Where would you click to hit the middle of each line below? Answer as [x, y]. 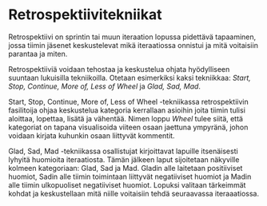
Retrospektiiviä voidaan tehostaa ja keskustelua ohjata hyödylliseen [119, 69]
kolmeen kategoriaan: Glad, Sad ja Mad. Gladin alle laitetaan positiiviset [126, 168]
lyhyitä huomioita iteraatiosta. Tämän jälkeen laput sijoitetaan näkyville [124, 159]
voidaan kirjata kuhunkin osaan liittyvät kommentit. [92, 135]
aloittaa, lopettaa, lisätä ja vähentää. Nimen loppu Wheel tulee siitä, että [126, 118]
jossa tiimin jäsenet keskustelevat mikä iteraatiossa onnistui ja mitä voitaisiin [133, 45]
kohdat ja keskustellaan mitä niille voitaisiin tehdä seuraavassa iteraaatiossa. [134, 193]
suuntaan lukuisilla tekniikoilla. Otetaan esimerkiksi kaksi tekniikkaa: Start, [130, 77]
